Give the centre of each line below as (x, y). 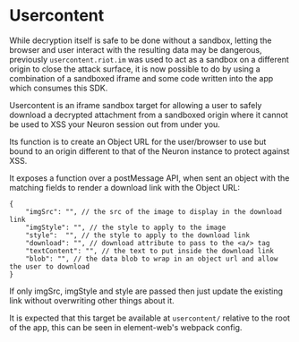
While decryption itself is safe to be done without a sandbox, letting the (141, 40)
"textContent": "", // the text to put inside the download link (150, 251)
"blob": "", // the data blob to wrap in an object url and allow (152, 259)
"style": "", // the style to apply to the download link (138, 235)
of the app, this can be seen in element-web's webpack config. (126, 327)
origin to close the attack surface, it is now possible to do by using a (135, 69)
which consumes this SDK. (59, 88)
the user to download (50, 266)
